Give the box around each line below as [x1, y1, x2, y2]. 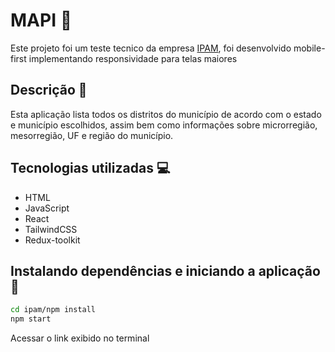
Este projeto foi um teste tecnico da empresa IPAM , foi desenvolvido [10, 42, 292, 54]
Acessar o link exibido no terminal [10, 332, 150, 344]
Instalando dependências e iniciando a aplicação [10, 262, 321, 279]
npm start [10, 314, 52, 324]
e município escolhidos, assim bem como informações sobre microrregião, [10, 119, 318, 131]
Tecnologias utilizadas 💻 [10, 160, 171, 177]
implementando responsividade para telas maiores [28, 52, 238, 64]
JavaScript [24, 202, 70, 214]
